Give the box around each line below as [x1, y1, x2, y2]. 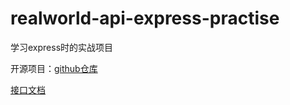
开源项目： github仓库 [10, 62, 98, 74]
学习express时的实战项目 [10, 41, 114, 53]
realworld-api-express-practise [10, 7, 280, 30]
